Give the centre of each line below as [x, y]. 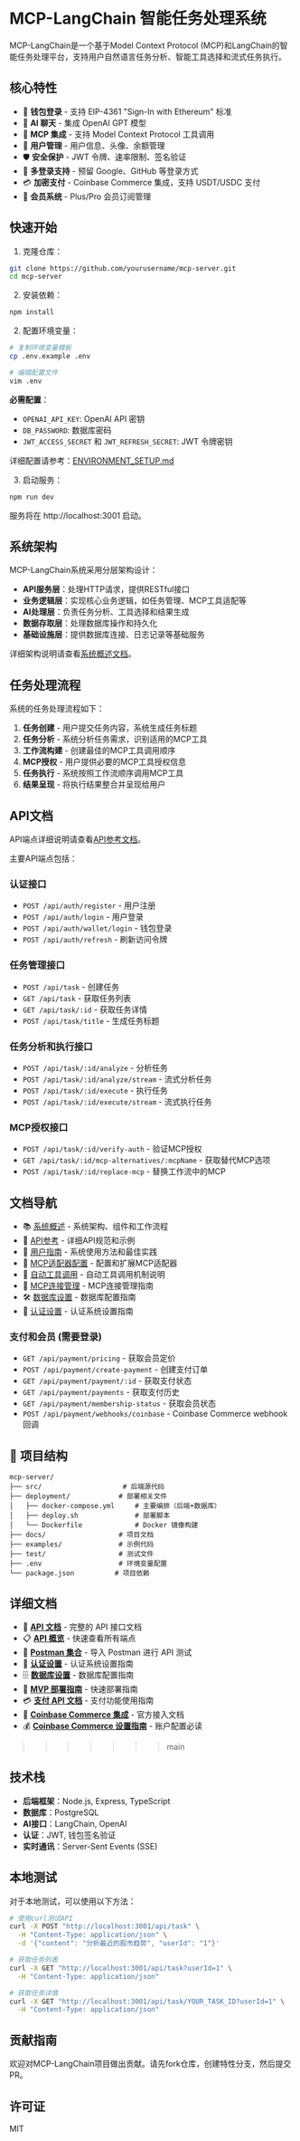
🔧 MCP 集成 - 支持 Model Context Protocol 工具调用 [118, 134]
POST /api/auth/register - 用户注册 [89, 905]
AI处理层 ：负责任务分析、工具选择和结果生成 [106, 612]
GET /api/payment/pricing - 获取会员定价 [99, 1358]
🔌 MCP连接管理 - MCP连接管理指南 [88, 1286]
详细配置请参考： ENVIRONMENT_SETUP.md [92, 460]
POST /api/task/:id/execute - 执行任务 [95, 1090]
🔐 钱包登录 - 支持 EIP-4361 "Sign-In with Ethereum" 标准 [127, 111]
